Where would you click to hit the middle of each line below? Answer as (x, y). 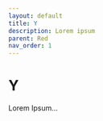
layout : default (35, 16)
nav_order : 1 (30, 46)
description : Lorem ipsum (51, 31)
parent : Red (28, 38)
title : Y (23, 23)
